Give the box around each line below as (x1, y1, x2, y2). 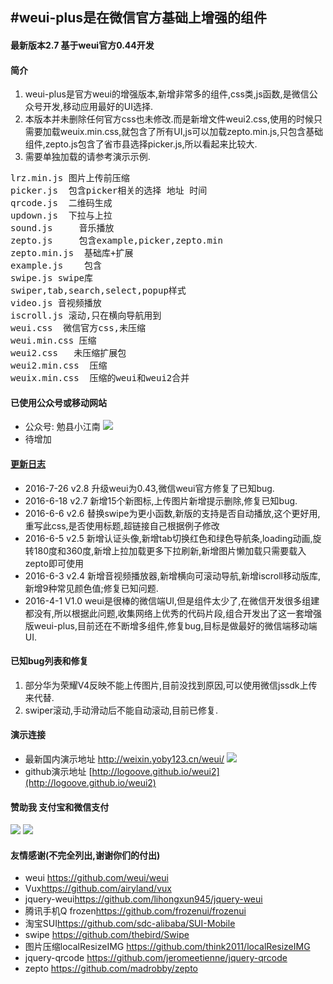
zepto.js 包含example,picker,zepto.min (10, 235, 223, 247)
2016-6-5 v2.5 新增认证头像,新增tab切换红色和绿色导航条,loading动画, (24, 532, 313, 544)
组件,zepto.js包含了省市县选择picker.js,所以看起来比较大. (24, 138, 258, 150)
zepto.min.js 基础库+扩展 (10, 248, 134, 259)
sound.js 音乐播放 (10, 223, 115, 234)
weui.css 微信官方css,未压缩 (10, 323, 147, 334)
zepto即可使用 (24, 557, 84, 569)
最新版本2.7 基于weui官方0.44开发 (10, 39, 155, 51)
